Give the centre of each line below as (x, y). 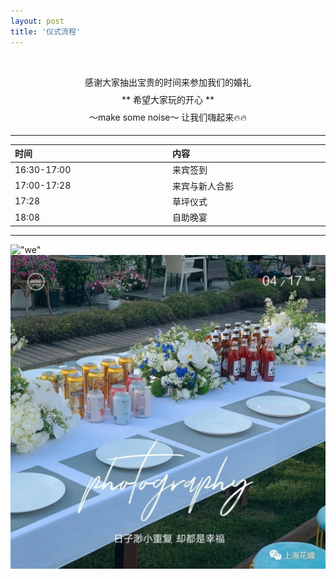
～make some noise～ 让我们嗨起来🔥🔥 (168, 117)
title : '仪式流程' (46, 31)
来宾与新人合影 (203, 186)
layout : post (37, 21)
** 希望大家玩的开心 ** (168, 99)
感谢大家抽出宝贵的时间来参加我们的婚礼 (168, 82)
